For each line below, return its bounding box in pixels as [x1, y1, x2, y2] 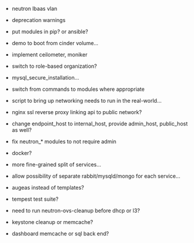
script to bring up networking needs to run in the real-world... [11, 97, 162, 104]
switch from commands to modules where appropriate [11, 86, 145, 93]
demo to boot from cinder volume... [11, 40, 99, 46]
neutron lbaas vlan [11, 5, 58, 12]
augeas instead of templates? [11, 184, 84, 191]
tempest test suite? [11, 195, 59, 203]
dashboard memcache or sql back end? [11, 230, 109, 237]
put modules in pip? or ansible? [11, 28, 88, 35]
